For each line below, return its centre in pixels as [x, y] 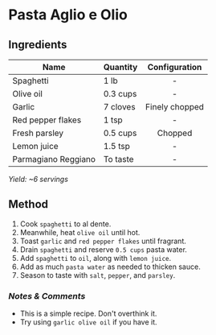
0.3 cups [120, 94]
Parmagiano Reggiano [54, 159]
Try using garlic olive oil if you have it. [89, 322]
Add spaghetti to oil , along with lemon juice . [96, 258]
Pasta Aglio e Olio [68, 15]
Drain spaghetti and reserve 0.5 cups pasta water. [103, 249]
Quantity [120, 67]
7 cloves [119, 107]
